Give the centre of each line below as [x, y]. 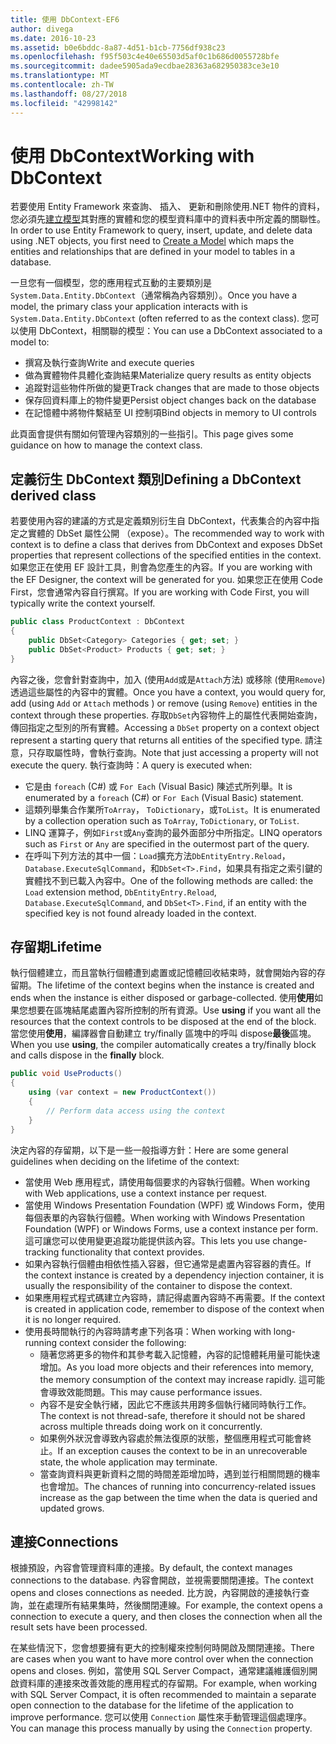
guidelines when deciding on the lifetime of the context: [125, 1161]
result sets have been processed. [79, 1627]
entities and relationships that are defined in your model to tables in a [153, 252]
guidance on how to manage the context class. [106, 445]
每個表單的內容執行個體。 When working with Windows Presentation [164, 1217]
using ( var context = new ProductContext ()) [122, 1092]
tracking [42, 1252]
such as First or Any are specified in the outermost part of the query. [167, 843]
